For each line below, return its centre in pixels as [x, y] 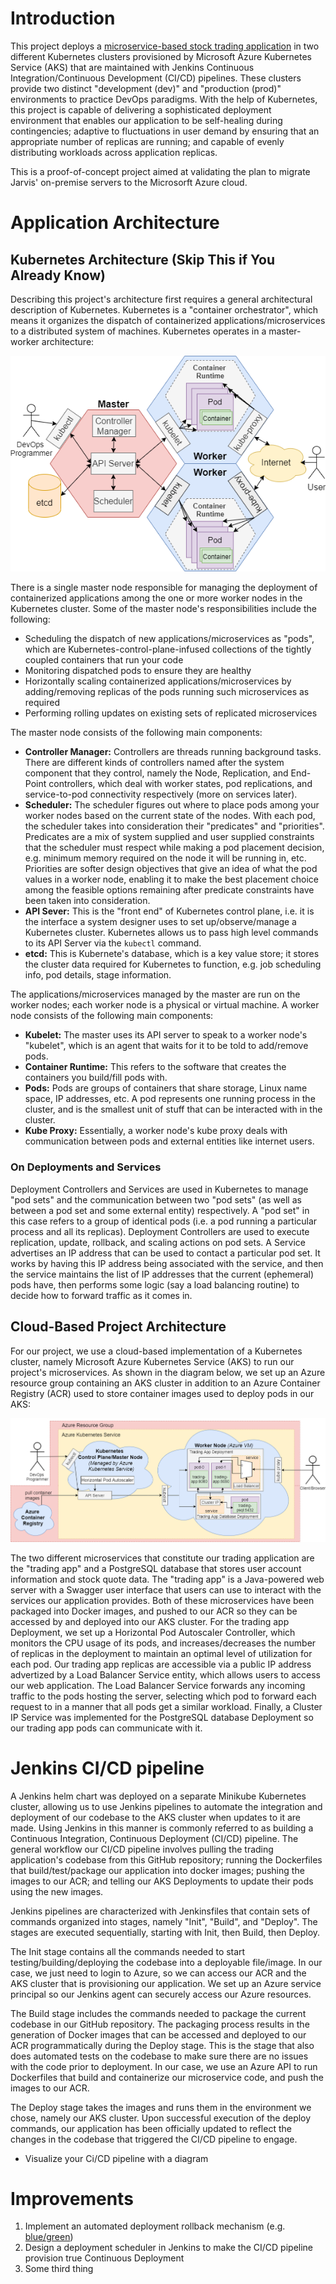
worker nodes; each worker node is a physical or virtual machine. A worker [165, 1005]
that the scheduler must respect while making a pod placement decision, [174, 848]
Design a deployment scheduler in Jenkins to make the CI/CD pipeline [169, 2248]
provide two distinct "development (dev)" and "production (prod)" [146, 88]
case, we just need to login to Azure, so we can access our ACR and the [158, 1973]
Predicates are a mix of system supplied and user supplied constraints [169, 837]
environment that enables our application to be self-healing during [146, 120]
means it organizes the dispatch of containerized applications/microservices [168, 320]
